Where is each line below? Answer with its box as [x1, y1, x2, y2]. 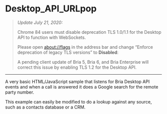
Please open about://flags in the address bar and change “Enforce [17, 44, 153, 50]
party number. [5, 89, 34, 95]
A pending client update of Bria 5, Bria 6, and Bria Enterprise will [17, 59, 149, 65]
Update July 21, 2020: [17, 19, 63, 25]
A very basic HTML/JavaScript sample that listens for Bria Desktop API [5, 78, 150, 85]
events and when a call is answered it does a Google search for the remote [5, 84, 159, 90]
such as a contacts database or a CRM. [5, 104, 86, 110]
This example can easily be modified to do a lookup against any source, [5, 99, 152, 105]
